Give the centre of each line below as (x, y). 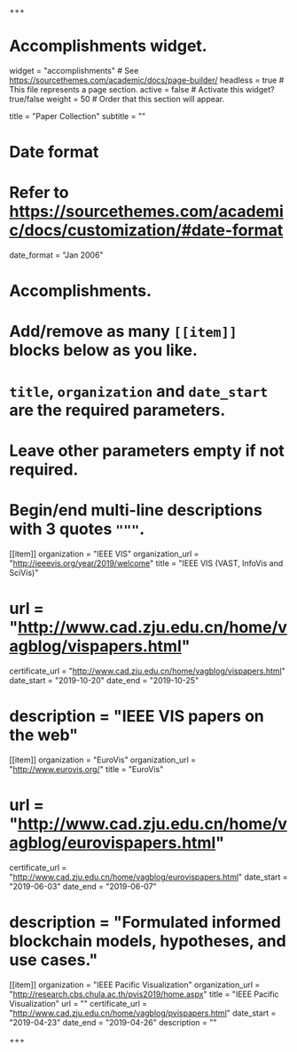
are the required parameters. (117, 410)
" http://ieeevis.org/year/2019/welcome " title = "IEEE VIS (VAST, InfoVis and (146, 563)
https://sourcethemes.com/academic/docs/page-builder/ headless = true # (147, 80)
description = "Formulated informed (145, 922)
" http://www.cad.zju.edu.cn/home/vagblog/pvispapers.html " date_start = (143, 1013)
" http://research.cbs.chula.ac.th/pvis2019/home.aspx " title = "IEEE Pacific (144, 994)
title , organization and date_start (139, 391)
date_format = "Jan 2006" (56, 255)
